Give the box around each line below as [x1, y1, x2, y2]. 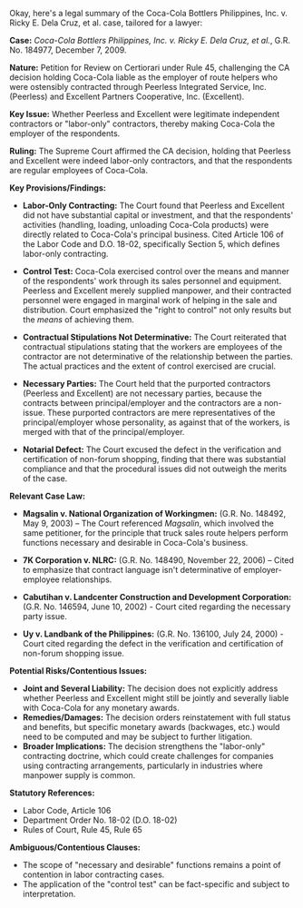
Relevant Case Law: [9, 490, 86, 501]
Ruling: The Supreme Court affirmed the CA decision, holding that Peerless [9, 145, 292, 156]
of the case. [22, 473, 68, 484]
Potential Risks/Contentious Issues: [9, 666, 148, 676]
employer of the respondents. [9, 128, 121, 139]
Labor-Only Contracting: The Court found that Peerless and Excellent [22, 200, 286, 211]
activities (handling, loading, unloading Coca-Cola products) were [22, 220, 269, 230]
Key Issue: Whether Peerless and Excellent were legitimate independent [9, 109, 279, 119]
